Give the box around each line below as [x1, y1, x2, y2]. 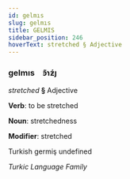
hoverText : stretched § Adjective [8, 41, 123, 49]
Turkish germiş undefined [8, 147, 93, 156]
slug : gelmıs [8, 19, 52, 27]
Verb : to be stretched [8, 101, 78, 110]
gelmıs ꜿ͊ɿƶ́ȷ [8, 68, 57, 79]
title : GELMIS [8, 26, 55, 34]
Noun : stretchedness [8, 116, 78, 126]
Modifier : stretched [8, 132, 73, 141]
